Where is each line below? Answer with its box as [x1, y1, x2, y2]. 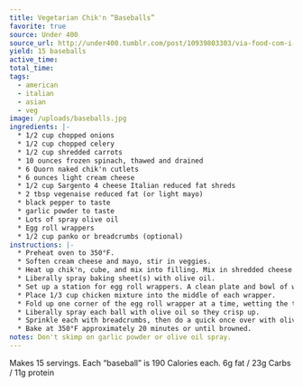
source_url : [9, 38, 54, 48]
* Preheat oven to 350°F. [17, 249, 115, 258]
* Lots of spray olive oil [17, 214, 119, 224]
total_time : [9, 64, 54, 73]
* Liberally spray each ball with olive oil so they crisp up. [17, 307, 260, 316]
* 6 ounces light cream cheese [17, 173, 135, 182]
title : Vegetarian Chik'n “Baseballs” [9, 13, 155, 23]
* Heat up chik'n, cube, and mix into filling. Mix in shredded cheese [17, 266, 293, 275]
